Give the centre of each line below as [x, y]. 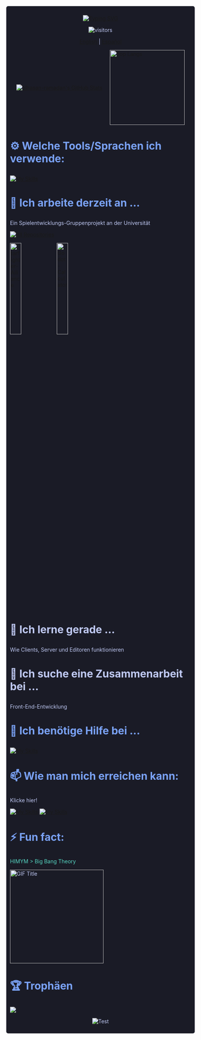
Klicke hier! [24, 800]
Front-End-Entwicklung [39, 706]
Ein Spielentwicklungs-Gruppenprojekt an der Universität [80, 223]
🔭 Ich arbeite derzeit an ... [75, 203]
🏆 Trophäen [42, 986]
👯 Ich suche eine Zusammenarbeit [97, 673]
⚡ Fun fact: [37, 837]
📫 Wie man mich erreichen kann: [94, 776]
